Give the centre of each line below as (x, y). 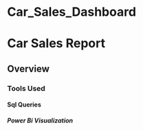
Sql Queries (24, 105)
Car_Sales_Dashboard (71, 12)
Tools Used (26, 88)
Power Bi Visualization (40, 120)
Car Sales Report (56, 44)
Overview (29, 68)
